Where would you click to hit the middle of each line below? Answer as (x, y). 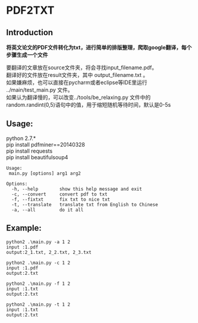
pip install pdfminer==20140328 (45, 144)
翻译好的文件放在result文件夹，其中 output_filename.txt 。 (77, 75)
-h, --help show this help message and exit (77, 189)
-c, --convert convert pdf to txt (60, 194)
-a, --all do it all (48, 210)
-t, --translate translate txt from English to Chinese (85, 204)
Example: (24, 228)
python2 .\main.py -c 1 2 (38, 263)
